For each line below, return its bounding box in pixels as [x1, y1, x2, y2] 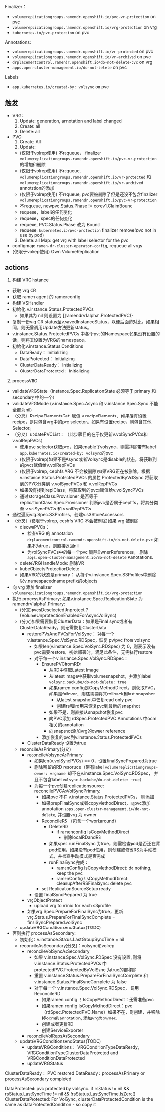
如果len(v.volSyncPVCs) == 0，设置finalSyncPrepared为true [34, 758, 157, 764]
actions [5, 263, 29, 272]
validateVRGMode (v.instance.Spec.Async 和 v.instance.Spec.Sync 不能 [12, 400, 159, 406]
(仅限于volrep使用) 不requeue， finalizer [19, 150, 101, 156]
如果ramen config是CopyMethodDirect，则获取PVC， [49, 684, 158, 691]
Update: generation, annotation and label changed [19, 118, 122, 124]
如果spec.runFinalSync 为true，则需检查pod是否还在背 [49, 840, 160, 846]
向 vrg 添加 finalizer [12, 584, 52, 590]
